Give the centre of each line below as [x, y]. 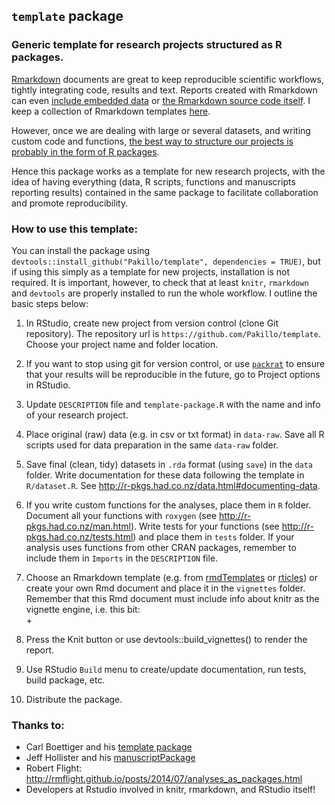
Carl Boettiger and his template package [109, 747]
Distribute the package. [74, 699]
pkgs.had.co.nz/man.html [78, 526]
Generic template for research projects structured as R [147, 45]
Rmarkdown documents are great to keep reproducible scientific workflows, [167, 79]
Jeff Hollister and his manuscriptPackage [110, 758]
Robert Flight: [54, 768]
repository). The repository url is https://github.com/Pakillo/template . [173, 333]
